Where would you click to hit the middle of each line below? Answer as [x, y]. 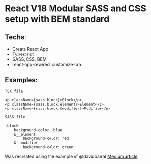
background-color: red [46, 138]
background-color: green [48, 147]
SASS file [15, 117]
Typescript [23, 54]
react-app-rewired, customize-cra [47, 65]
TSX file [14, 91]
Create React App [30, 49]
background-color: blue [38, 130]
